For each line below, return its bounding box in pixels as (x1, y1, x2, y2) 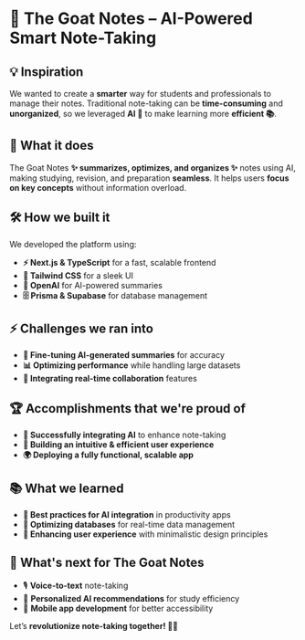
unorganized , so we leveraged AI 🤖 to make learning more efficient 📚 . (9, 109, 277, 119)
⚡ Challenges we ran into (9, 321, 153, 337)
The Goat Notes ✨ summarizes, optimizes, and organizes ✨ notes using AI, (9, 162, 297, 173)
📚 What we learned (9, 480, 124, 496)
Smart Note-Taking (9, 27, 157, 48)
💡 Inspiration (9, 64, 84, 79)
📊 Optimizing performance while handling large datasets (22, 360, 241, 371)
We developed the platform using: (9, 238, 137, 249)
